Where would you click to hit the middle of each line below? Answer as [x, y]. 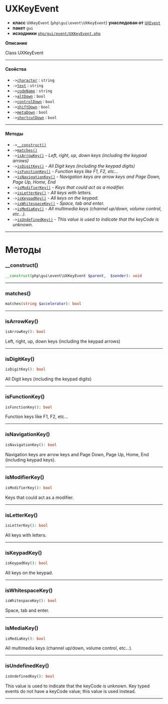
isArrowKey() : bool [25, 332]
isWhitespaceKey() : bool [31, 601]
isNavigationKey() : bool [31, 445]
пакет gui [23, 28]
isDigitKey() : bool [25, 369]
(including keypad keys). [30, 460]
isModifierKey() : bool [29, 488]
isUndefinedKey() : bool [30, 676]
